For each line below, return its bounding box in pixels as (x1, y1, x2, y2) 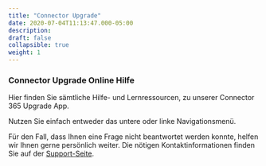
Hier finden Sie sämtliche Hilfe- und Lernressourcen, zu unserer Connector (8, 93, 255, 102)
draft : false (8, 33, 52, 42)
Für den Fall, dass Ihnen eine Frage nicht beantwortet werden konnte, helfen (8, 132, 259, 141)
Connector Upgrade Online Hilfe (8, 75, 135, 86)
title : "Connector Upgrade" (8, 11, 102, 20)
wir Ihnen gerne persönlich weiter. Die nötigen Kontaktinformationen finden (8, 141, 255, 150)
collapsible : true (8, 41, 69, 49)
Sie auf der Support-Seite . (8, 149, 94, 159)
